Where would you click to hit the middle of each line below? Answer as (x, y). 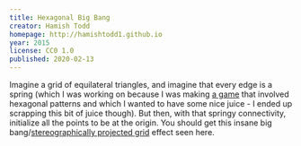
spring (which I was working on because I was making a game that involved (149, 94)
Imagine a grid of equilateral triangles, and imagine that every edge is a (141, 85)
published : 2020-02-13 (52, 59)
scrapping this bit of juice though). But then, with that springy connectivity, (148, 113)
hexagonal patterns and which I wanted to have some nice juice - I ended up (151, 103)
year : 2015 (30, 43)
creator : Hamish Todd (50, 26)
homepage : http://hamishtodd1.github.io (86, 34)
